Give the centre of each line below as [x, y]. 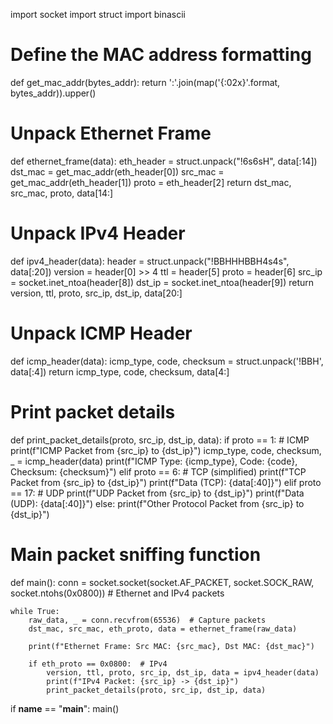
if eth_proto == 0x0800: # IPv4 [98, 664]
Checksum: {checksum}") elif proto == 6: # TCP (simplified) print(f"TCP [158, 471]
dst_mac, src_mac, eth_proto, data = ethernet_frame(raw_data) [163, 629]
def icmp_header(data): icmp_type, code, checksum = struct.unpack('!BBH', [167, 361]
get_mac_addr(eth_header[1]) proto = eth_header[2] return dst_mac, [151, 182]
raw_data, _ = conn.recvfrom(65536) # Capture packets [147, 620]
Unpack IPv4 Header [98, 233]
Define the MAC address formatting [161, 55]
